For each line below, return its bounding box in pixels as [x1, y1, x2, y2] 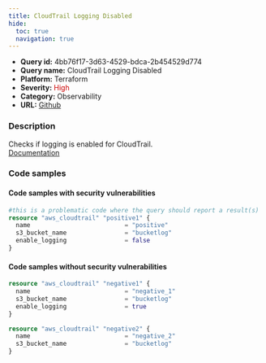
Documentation [8, 147, 60, 157]
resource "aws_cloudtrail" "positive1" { [8, 213, 151, 222]
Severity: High [19, 83, 71, 93]
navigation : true [15, 34, 75, 43]
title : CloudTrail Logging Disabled [8, 11, 132, 20]
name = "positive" [15, 221, 169, 230]
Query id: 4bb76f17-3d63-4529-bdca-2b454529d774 [19, 57, 203, 67]
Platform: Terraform [19, 74, 88, 84]
